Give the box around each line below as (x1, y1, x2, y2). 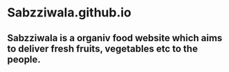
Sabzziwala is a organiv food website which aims (7, 32, 223, 44)
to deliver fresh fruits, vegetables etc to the (7, 43, 199, 54)
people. (7, 53, 42, 65)
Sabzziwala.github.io (7, 5, 131, 21)
